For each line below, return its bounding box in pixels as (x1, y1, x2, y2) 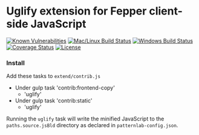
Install (6, 59, 25, 67)
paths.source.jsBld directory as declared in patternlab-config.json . (6, 122, 178, 129)
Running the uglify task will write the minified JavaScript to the (6, 115, 165, 122)
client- (149, 4, 183, 18)
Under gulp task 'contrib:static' (15, 97, 93, 104)
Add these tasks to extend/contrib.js (6, 73, 101, 80)
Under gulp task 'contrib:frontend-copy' (15, 84, 115, 91)
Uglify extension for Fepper (6, 4, 147, 18)
